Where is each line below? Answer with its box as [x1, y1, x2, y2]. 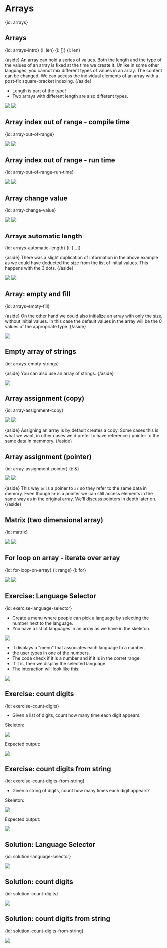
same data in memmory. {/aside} [5, 438, 72, 444]
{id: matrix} [5, 529, 28, 535]
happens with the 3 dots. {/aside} [5, 265, 74, 271]
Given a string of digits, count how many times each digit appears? [12, 788, 150, 794]
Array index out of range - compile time [5, 118, 130, 126]
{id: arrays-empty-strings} [5, 360, 59, 367]
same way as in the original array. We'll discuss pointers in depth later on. [5, 496, 157, 502]
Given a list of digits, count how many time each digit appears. [12, 712, 141, 718]
